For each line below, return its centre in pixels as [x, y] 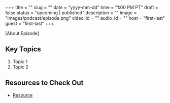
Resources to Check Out [44, 83]
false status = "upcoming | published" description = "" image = [71, 13]
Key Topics [23, 49]
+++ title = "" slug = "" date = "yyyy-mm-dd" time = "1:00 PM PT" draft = [82, 7]
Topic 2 [21, 67]
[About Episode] [22, 33]
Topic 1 [20, 61]
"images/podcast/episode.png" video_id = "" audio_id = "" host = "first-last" [85, 18]
